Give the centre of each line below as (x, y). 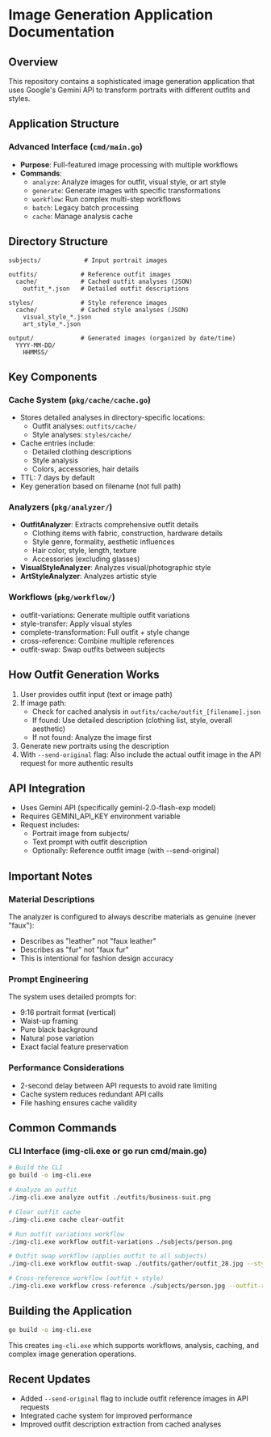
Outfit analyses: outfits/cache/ (84, 426)
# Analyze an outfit (43, 1190)
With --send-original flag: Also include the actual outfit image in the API (140, 754)
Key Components (53, 376)
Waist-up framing (49, 1021)
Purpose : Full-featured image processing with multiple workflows (129, 164)
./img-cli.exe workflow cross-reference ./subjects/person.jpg (117, 1286)
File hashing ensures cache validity (79, 1102)
